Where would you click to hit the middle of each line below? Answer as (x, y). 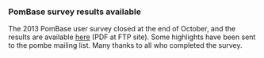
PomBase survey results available (75, 12)
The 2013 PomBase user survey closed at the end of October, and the (122, 29)
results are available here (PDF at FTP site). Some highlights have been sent (132, 37)
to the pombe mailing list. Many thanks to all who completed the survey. (126, 45)
